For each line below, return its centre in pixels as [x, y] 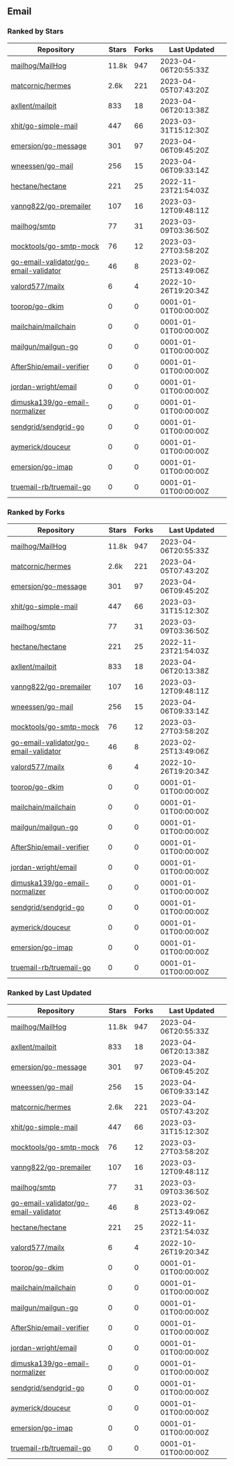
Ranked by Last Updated [49, 992]
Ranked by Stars [36, 31]
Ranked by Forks [36, 512]
